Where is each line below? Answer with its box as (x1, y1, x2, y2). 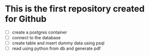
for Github (5, 13, 47, 24)
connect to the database (12, 35, 61, 40)
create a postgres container (12, 29, 68, 35)
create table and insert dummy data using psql (12, 40, 105, 46)
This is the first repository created (5, 3, 145, 14)
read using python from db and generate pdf (12, 45, 101, 51)
